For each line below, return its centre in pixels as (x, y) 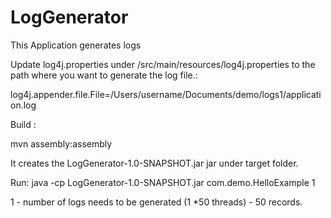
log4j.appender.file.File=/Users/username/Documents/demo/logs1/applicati (166, 94)
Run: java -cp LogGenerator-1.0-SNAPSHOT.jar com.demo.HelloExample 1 (163, 182)
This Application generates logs (76, 45)
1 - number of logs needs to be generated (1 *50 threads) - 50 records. (156, 202)
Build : (23, 124)
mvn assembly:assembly (61, 143)
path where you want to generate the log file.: (104, 75)
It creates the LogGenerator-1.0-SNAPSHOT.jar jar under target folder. (154, 163)
